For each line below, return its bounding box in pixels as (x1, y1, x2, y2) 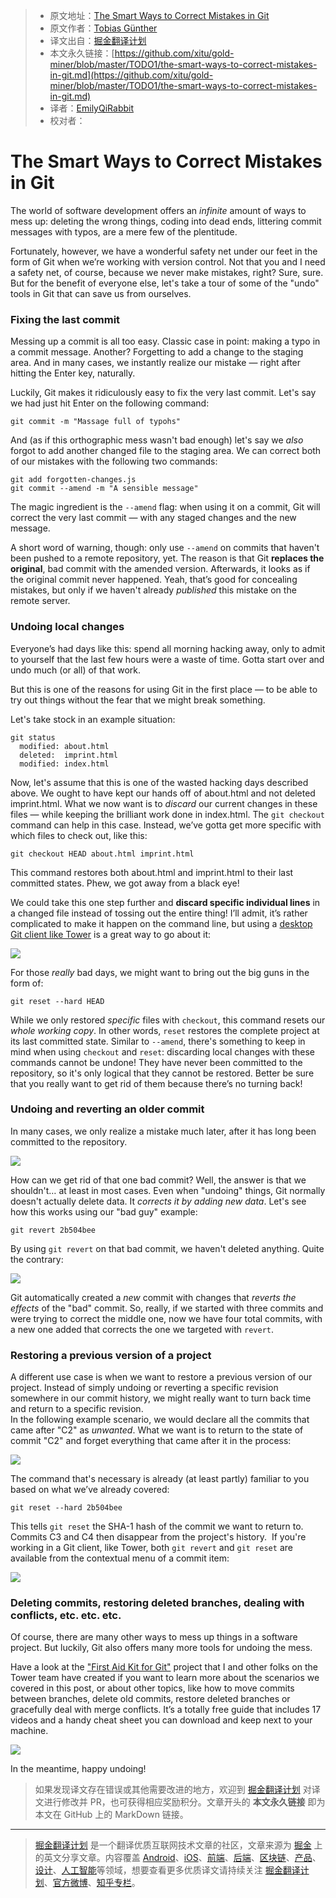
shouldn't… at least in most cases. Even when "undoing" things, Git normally (10, 1184, 326, 1196)
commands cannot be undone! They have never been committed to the (10, 1056, 303, 1068)
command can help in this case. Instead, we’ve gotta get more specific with (10, 819, 322, 831)
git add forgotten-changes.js (10, 475, 137, 485)
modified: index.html (19, 759, 110, 769)
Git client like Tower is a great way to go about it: (10, 928, 212, 940)
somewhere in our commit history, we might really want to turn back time (10, 1392, 312, 1404)
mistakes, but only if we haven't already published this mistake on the (10, 584, 297, 596)
